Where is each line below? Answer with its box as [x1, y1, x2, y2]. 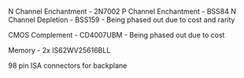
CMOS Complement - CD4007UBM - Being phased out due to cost [8, 31, 225, 39]
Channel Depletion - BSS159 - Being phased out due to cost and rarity [8, 15, 235, 24]
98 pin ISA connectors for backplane [8, 61, 128, 70]
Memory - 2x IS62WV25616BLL [8, 46, 111, 54]
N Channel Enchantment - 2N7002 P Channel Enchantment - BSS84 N [8, 7, 236, 16]
